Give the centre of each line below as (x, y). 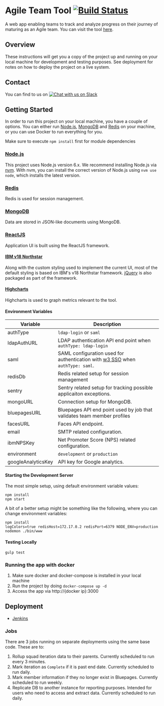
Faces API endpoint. (81, 424)
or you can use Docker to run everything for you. (54, 132)
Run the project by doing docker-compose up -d (59, 586)
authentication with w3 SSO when (97, 360)
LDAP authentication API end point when (104, 340)
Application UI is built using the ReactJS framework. (57, 245)
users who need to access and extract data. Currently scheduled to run (84, 693)
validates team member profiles (94, 416)
